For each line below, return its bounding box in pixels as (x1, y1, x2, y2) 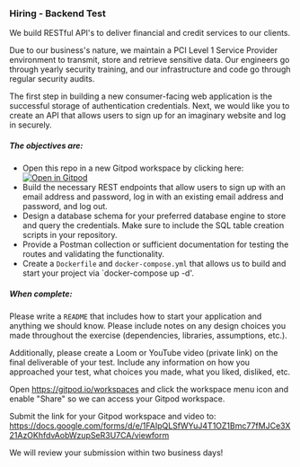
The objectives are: (9, 140, 84, 151)
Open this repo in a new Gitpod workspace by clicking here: (22, 163, 244, 173)
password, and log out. (22, 201, 108, 212)
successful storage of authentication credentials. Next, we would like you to (9, 101, 290, 111)
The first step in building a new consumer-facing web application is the (9, 91, 272, 101)
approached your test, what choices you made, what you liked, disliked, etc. (9, 366, 291, 377)
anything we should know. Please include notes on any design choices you (9, 321, 287, 331)
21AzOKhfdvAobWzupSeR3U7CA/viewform (9, 430, 170, 441)
